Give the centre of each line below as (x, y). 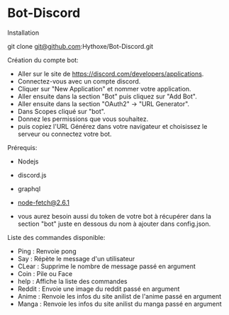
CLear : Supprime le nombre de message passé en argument (107, 266)
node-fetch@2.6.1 (43, 202)
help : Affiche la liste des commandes (72, 281)
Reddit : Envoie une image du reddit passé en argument (99, 289)
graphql (29, 188)
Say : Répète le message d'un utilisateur (76, 258)
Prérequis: (22, 147)
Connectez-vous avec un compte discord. (79, 81)
